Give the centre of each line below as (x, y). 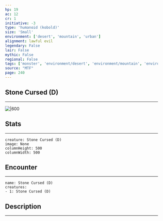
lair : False (17, 50)
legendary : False (23, 46)
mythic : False (19, 55)
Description (23, 206)
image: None (17, 144)
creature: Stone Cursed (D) (33, 140)
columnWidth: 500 (23, 153)
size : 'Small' (19, 32)
